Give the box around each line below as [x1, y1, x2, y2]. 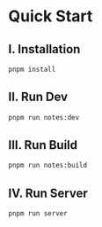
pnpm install [8, 65, 56, 74]
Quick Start [8, 6, 93, 27]
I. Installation [8, 42, 81, 57]
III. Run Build [8, 137, 78, 153]
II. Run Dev [8, 90, 68, 105]
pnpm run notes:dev [8, 113, 80, 121]
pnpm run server [8, 209, 68, 218]
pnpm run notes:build [8, 161, 88, 170]
